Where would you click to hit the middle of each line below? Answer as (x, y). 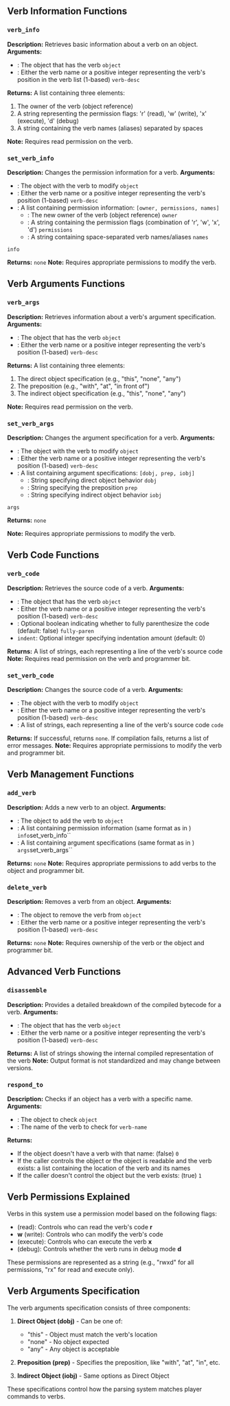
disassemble (27, 991)
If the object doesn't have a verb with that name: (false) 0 (98, 1153)
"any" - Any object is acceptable (73, 1349)
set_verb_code (31, 675)
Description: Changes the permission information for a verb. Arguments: (111, 172)
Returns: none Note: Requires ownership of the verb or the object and (106, 942)
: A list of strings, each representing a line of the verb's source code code (120, 724)
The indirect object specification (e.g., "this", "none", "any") (102, 393)
